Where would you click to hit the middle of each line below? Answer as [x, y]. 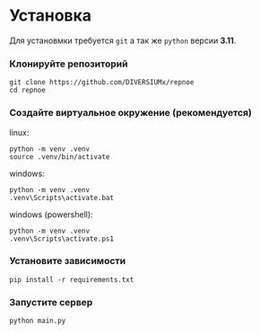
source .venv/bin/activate [60, 157]
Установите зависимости [68, 261]
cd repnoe [28, 91]
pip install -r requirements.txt [72, 279]
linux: [19, 132]
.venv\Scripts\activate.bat [62, 198]
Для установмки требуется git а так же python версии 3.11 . [123, 40]
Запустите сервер [51, 302]
